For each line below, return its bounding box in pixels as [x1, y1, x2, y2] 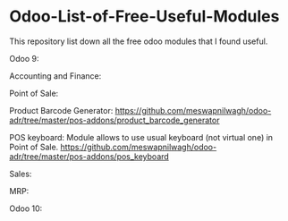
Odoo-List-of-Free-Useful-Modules [9, 6, 280, 27]
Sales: [9, 168, 32, 179]
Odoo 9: [9, 53, 39, 64]
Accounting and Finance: [9, 70, 102, 81]
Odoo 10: [9, 203, 43, 214]
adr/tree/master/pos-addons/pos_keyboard [9, 150, 170, 162]
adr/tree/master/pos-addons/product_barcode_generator [9, 115, 220, 125]
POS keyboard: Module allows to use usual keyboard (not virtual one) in [9, 132, 274, 142]
